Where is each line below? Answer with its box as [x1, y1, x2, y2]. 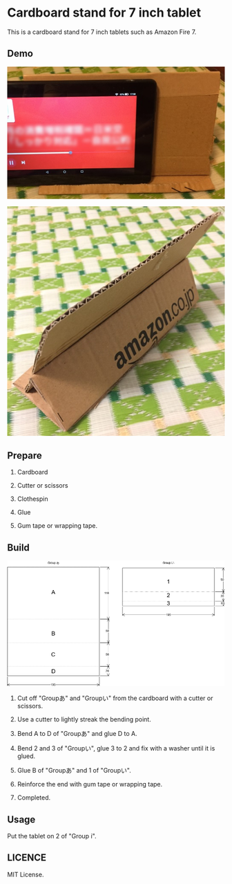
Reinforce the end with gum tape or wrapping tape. [17, 780, 163, 789]
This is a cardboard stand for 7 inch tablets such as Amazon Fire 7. [7, 28, 197, 36]
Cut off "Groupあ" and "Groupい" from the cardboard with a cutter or [17, 694, 213, 703]
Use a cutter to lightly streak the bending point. [17, 715, 152, 724]
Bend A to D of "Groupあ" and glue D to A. [17, 730, 138, 738]
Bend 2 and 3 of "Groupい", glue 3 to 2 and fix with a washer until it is [17, 744, 215, 753]
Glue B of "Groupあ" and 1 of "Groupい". [17, 766, 131, 775]
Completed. [17, 793, 51, 802]
